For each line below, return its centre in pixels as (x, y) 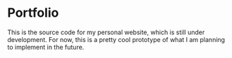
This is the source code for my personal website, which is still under (106, 32)
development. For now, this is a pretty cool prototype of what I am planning (116, 39)
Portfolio (33, 13)
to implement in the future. (46, 47)
